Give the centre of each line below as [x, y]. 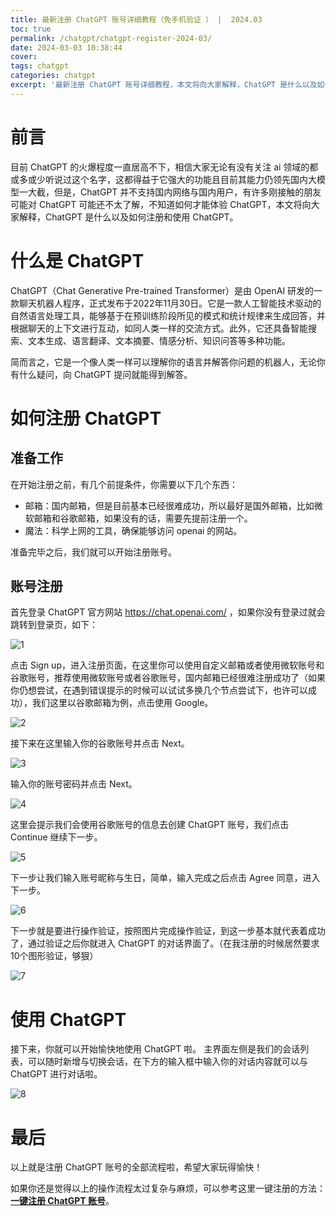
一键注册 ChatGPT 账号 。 [62, 1201]
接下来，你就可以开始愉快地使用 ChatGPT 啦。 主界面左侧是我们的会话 [155, 1049]
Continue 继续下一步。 [56, 837]
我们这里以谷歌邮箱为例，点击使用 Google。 [122, 703]
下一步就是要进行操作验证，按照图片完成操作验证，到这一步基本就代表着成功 [168, 931]
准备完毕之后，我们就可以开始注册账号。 [93, 552]
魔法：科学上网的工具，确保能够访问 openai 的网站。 [133, 530]
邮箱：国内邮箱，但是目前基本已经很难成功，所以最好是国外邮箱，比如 [169, 505]
